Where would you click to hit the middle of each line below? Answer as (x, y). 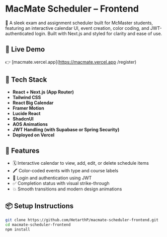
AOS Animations (30, 124)
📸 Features (22, 150)
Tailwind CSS (27, 97)
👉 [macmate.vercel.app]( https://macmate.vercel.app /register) (71, 62)
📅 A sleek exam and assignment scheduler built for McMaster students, (79, 23)
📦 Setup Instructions (39, 206)
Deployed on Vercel (33, 135)
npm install (18, 229)
